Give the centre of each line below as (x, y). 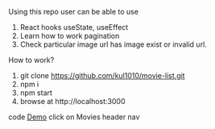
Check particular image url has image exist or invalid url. (113, 44)
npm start (36, 93)
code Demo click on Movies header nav (74, 117)
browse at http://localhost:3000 (72, 101)
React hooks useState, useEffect (74, 27)
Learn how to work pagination (70, 36)
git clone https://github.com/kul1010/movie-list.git (102, 75)
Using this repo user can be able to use (74, 12)
